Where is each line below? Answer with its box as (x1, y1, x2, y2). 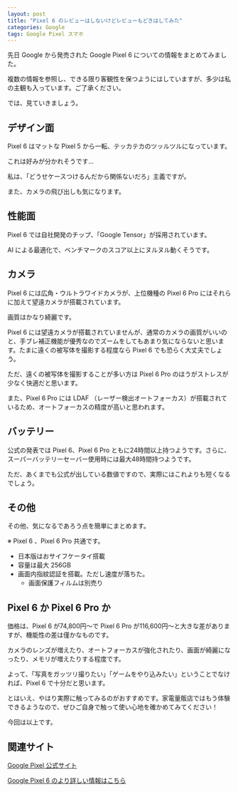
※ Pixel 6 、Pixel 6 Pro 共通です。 (7, 537, 104, 546)
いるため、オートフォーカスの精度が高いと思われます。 (7, 402, 168, 411)
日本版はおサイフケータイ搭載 (17, 552, 105, 561)
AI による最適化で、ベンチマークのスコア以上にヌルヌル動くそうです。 (7, 245, 213, 254)
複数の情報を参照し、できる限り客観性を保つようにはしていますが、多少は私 (7, 75, 232, 83)
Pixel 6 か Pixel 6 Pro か (7, 601, 112, 613)
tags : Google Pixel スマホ (7, 30, 84, 38)
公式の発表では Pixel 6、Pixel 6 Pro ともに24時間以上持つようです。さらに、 (7, 446, 231, 454)
